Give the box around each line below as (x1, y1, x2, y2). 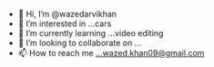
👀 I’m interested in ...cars (17, 18, 112, 29)
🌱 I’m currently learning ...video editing (17, 28, 164, 38)
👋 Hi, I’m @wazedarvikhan (17, 9, 117, 19)
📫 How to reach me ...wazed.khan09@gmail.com (17, 48, 205, 58)
